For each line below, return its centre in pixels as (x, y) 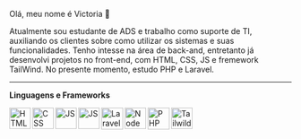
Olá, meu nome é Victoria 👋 (60, 14)
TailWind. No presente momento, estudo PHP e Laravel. (112, 69)
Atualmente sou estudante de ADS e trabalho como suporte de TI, (131, 31)
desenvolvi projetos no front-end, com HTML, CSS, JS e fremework (134, 60)
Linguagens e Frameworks (60, 95)
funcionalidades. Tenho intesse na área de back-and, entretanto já (132, 50)
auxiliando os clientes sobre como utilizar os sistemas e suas (122, 41)
